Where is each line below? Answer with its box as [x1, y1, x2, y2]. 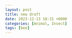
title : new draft [5, 12, 41, 17]
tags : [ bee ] [5, 26, 30, 31]
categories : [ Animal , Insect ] [5, 21, 68, 26]
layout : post [5, 7, 32, 12]
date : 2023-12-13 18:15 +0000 [5, 16, 68, 21]
